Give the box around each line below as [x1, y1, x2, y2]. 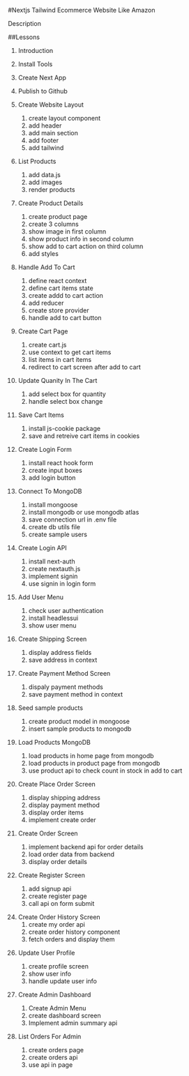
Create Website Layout [17, 100, 84, 109]
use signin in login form [28, 579, 96, 588]
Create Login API [17, 544, 67, 552]
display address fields [28, 649, 92, 656]
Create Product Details [17, 199, 84, 207]
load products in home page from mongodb [28, 752, 154, 759]
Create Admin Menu [28, 1004, 86, 1012]
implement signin [28, 572, 78, 580]
